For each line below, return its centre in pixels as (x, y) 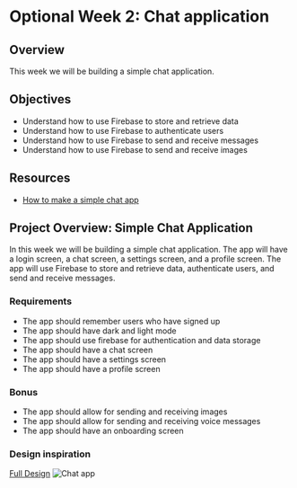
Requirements (41, 301)
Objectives (40, 99)
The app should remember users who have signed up (121, 321)
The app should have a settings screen (94, 359)
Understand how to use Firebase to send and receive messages (140, 140)
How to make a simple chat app (80, 200)
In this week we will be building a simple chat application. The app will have (149, 250)
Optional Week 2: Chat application (140, 17)
